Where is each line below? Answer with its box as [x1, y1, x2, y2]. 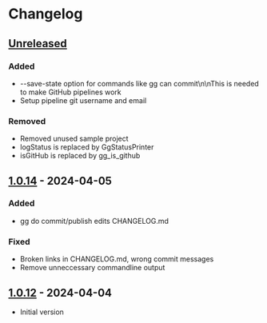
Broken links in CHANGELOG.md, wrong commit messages [19, 254, 214, 264]
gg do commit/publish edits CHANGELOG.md [19, 216, 169, 225]
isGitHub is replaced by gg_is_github [19, 151, 141, 161]
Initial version [19, 307, 64, 317]
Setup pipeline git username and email [19, 95, 147, 105]
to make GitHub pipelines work [19, 87, 122, 97]
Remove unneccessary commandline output [19, 263, 165, 273]
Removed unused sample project [19, 134, 130, 144]
